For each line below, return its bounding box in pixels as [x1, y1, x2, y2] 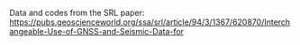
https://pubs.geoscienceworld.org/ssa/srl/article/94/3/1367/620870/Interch [9, 17, 291, 27]
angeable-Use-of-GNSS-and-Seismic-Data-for [9, 26, 185, 36]
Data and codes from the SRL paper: [9, 8, 145, 18]
